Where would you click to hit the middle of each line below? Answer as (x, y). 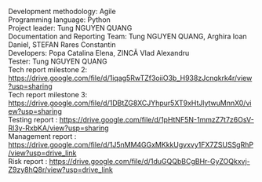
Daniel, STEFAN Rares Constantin (62, 45)
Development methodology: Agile (62, 11)
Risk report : (28, 161)
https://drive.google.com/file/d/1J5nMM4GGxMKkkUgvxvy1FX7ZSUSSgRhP (131, 145)
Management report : (42, 136)
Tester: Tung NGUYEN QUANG (58, 61)
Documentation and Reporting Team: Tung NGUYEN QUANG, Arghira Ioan (127, 36)
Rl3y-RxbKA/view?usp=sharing (58, 128)
